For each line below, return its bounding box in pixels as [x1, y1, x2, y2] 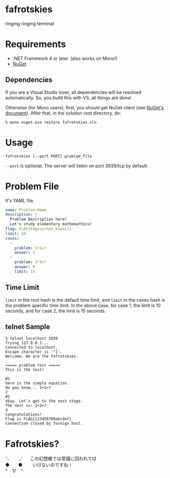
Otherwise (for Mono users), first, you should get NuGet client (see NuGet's [5, 104, 164, 110]
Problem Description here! [10, 217, 67, 222]
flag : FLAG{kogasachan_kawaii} [5, 226, 72, 232]
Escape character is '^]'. [5, 349, 63, 355]
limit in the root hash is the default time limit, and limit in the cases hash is [5, 297, 165, 303]
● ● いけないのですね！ [5, 462, 73, 468]
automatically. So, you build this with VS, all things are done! [5, 95, 132, 101]
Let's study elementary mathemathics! [10, 221, 93, 227]
